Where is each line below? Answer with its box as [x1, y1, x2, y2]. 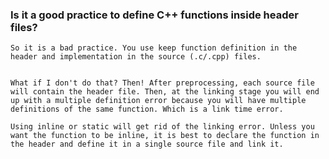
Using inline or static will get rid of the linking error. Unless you [10, 122, 315, 132]
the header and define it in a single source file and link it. [10, 139, 284, 150]
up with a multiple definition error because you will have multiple [10, 96, 307, 106]
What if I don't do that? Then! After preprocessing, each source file [10, 78, 315, 88]
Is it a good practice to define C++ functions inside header [10, 8, 299, 22]
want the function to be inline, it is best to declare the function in [10, 131, 320, 141]
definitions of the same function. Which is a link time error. [10, 104, 284, 115]
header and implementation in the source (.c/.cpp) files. [10, 52, 262, 62]
